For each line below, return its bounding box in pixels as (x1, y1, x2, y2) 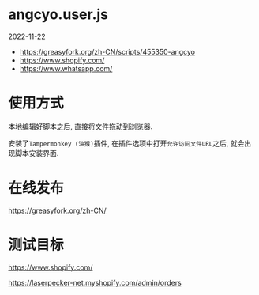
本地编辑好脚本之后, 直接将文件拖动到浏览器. (8, 121, 153, 131)
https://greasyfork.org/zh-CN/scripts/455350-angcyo (19, 47, 196, 56)
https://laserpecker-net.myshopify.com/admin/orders (8, 278, 182, 287)
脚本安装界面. (14, 148, 59, 157)
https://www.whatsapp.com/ (19, 63, 113, 73)
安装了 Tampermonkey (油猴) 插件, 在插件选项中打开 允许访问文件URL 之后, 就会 (8, 138, 245, 148)
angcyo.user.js (8, 6, 109, 24)
